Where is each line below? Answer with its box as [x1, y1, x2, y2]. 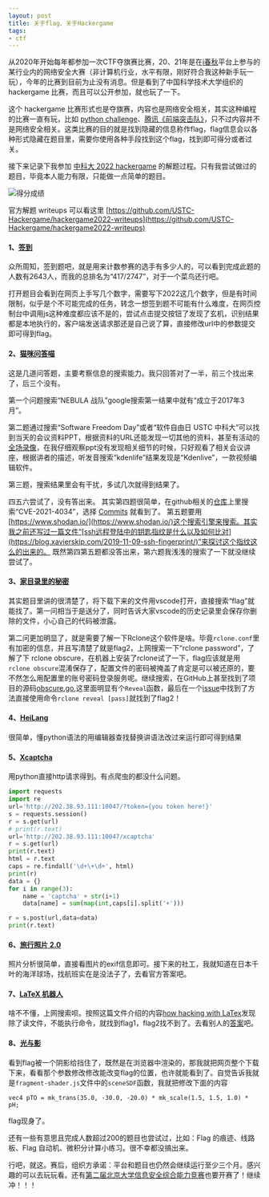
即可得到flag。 [8, 329, 57, 339]
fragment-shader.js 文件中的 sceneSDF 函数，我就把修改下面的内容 [15, 1077, 228, 1087]
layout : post [8, 11, 52, 20]
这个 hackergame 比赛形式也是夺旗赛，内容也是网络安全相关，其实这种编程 [8, 104, 257, 114]
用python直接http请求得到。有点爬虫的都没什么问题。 [8, 772, 185, 781]
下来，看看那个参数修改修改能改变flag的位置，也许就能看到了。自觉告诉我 [8, 1068, 253, 1077]
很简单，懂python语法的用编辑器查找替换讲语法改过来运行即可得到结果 [8, 732, 242, 742]
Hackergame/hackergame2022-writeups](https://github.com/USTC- [8, 214, 235, 225]
